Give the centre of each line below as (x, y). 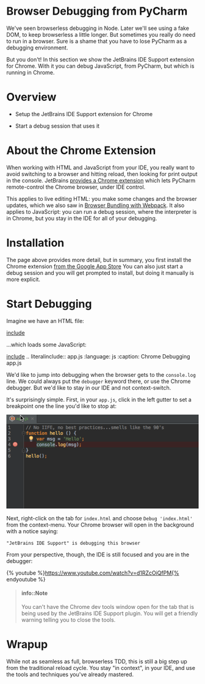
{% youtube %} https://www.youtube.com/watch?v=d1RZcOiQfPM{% (93, 573)
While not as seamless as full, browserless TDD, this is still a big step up (97, 661)
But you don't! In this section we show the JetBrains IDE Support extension (100, 59)
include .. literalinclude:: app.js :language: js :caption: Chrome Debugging (98, 356)
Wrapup (27, 645)
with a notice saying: (32, 531)
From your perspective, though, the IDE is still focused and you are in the (98, 555)
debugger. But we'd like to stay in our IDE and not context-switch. (89, 387)
